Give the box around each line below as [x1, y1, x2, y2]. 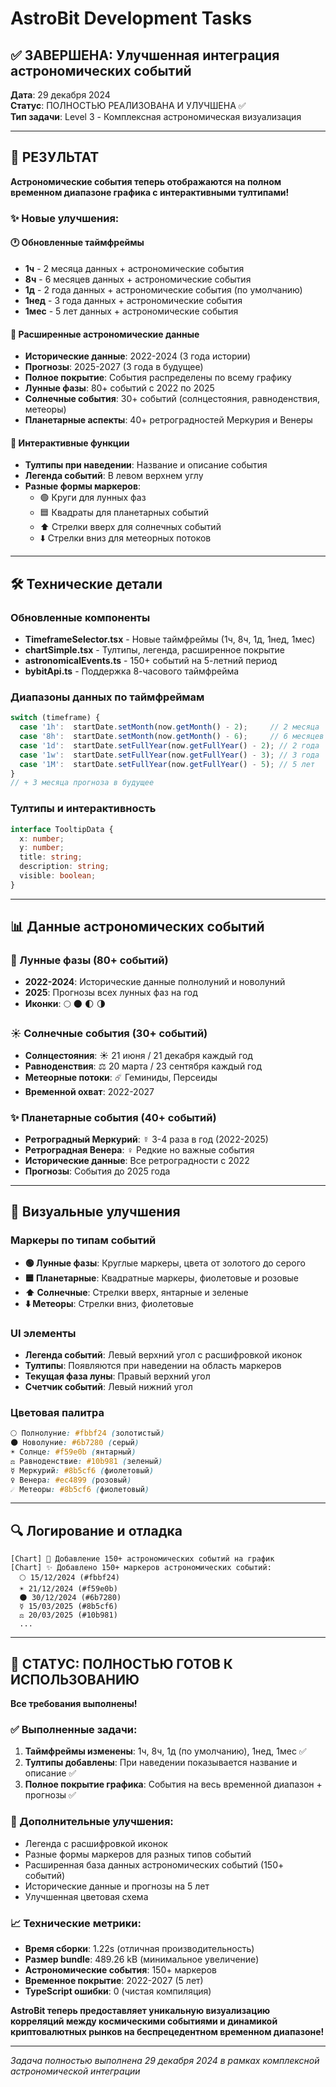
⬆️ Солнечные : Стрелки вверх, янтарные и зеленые [24, 1286, 249, 1298]
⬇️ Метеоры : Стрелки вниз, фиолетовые [24, 1297, 194, 1309]
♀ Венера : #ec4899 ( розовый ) [10, 1475, 132, 1485]
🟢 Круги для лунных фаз [39, 492, 147, 504]
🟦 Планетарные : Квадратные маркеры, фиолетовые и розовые [24, 1272, 300, 1284]
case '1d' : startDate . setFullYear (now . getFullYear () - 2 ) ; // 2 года [19, 740, 320, 751]
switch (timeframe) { [10, 713, 101, 723]
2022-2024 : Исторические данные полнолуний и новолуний [24, 976, 286, 988]
